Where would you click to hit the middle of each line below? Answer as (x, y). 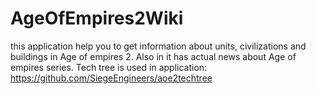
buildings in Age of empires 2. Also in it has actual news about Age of (153, 56)
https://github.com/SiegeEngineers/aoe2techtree (111, 78)
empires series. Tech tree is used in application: (109, 67)
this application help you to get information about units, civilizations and (158, 46)
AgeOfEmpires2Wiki (97, 18)
